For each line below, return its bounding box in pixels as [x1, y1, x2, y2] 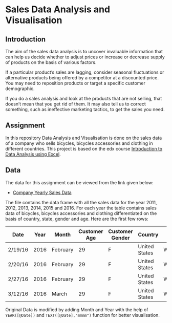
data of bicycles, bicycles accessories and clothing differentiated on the [5, 210, 157, 216]
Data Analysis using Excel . [5, 151, 61, 157]
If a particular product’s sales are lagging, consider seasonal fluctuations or [5, 69, 164, 75]
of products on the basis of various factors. [5, 59, 97, 65]
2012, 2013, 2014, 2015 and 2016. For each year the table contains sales [5, 205, 157, 211]
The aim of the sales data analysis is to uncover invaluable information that [5, 49, 163, 54]
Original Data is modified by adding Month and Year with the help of [5, 306, 148, 313]
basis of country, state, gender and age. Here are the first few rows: [5, 216, 148, 222]
